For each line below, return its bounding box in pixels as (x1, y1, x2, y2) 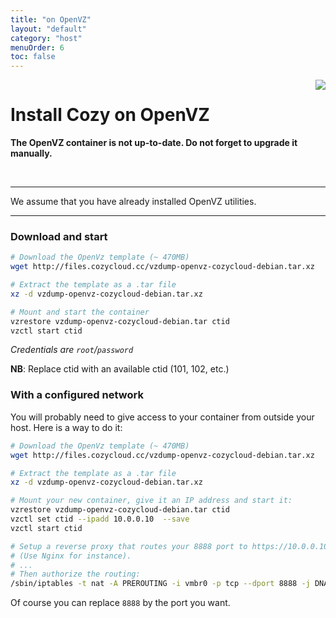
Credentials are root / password (10, 344, 134, 356)
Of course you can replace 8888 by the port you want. (10, 597, 231, 609)
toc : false (10, 52, 56, 62)
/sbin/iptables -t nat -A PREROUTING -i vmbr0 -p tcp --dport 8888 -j (10, 579, 311, 589)
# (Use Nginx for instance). (10, 551, 132, 561)
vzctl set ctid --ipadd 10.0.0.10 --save (10, 514, 190, 525)
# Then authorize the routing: (10, 569, 141, 580)
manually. (10, 147, 53, 160)
